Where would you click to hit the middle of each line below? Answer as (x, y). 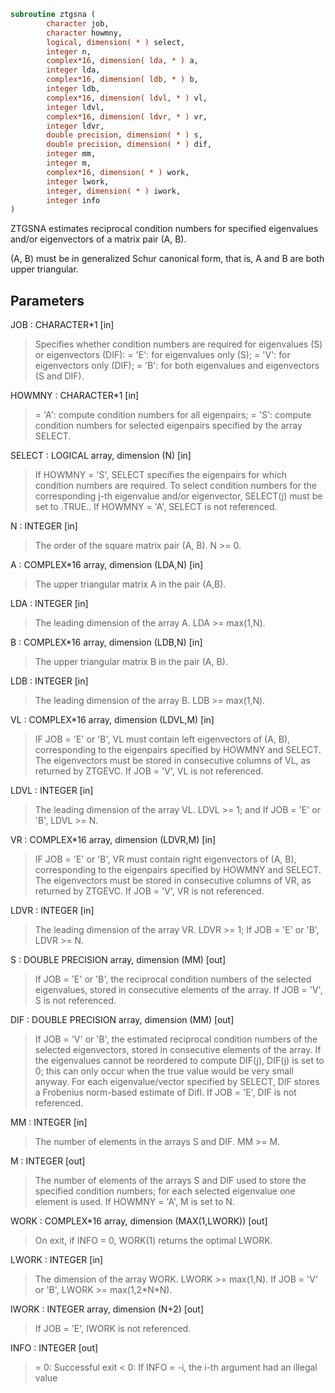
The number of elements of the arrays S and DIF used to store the (170, 1181)
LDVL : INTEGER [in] (52, 791)
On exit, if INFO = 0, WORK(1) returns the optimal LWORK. (153, 1241)
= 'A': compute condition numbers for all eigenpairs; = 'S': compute (173, 415)
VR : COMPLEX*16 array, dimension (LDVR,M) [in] (113, 840)
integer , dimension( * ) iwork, (114, 191)
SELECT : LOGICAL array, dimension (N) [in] (101, 456)
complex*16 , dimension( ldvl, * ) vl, (127, 98)
